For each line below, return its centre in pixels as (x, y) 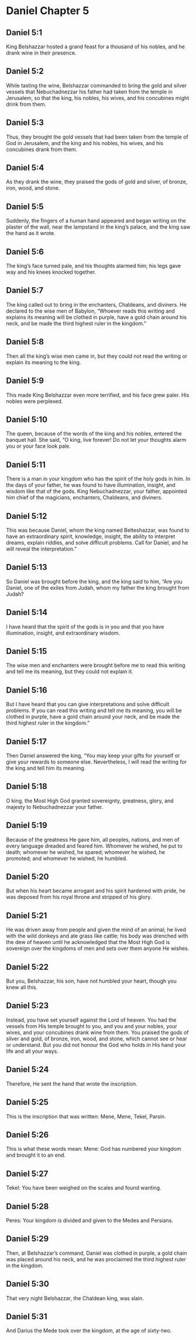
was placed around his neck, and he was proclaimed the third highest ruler (96, 1259)
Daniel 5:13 (27, 567)
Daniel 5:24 (27, 1069)
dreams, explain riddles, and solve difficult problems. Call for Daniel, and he (97, 542)
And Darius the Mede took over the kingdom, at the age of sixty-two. (89, 1331)
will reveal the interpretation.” (42, 549)
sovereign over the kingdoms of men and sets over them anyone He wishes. (98, 948)
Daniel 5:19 (27, 826)
